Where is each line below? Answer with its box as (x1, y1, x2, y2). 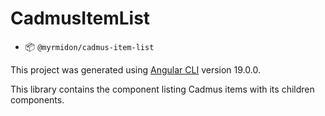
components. (10, 93, 65, 106)
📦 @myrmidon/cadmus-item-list (24, 40, 155, 52)
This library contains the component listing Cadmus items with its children (10, 83, 315, 95)
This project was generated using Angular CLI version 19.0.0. (10, 63, 261, 76)
